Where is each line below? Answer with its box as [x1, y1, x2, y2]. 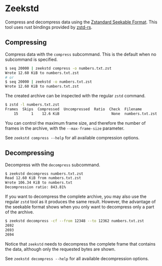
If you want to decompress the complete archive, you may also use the [5, 193, 147, 200]
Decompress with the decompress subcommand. [5, 162, 100, 168]
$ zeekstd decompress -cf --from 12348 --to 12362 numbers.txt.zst [5, 219, 145, 224]
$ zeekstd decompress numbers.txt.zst [5, 171, 83, 176]
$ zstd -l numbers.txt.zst [5, 102, 60, 107]
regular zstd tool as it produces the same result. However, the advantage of [5, 199, 156, 205]
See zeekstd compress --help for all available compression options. [5, 134, 140, 140]
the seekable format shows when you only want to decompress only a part [5, 204, 154, 210]
